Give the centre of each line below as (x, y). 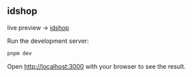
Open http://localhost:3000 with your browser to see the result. (97, 66)
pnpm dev (20, 53)
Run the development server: (48, 41)
